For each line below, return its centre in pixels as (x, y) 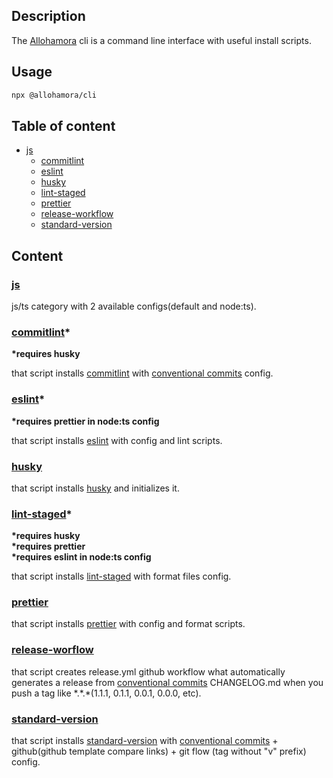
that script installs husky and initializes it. (95, 488)
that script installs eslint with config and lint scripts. (117, 440)
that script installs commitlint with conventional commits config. (142, 373)
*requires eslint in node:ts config (81, 557)
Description (48, 16)
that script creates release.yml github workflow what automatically (148, 671)
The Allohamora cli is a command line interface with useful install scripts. (161, 40)
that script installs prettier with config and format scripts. (128, 624)
